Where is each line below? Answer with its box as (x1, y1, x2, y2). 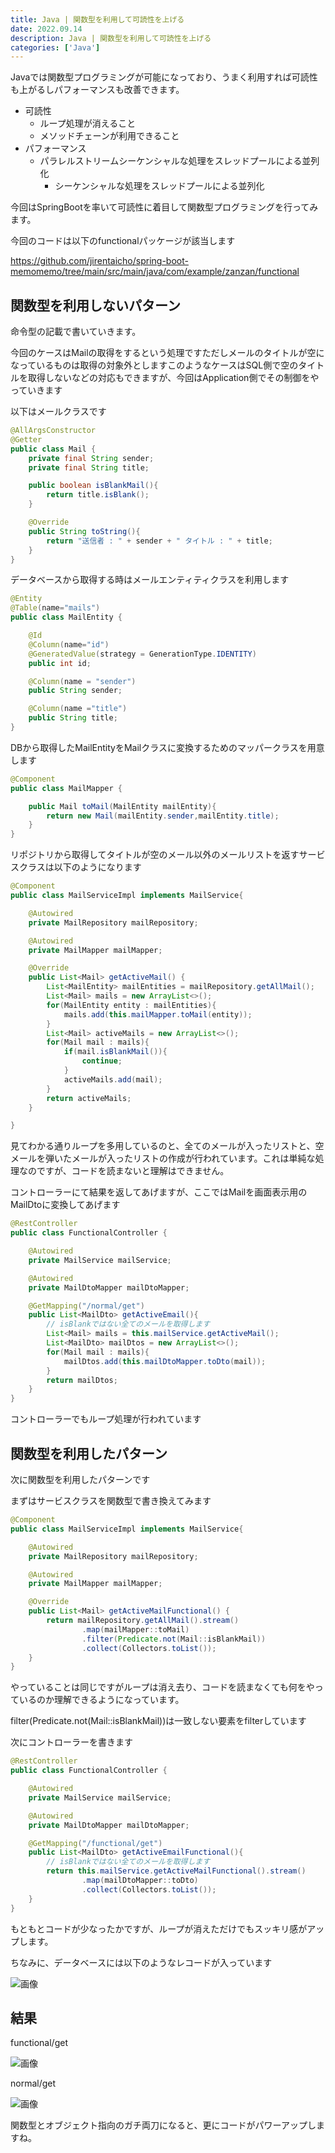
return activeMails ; (46, 1093, 132, 1103)
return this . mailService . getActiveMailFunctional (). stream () (46, 1866, 307, 1876)
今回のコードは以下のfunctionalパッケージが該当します (10, 235, 236, 247)
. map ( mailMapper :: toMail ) (81, 1624, 190, 1635)
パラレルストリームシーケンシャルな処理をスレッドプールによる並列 (39, 155, 320, 167)
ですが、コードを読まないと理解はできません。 (36, 1165, 230, 1177)
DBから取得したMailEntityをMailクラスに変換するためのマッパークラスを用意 (10, 741, 325, 753)
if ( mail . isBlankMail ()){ (63, 1047, 168, 1057)
